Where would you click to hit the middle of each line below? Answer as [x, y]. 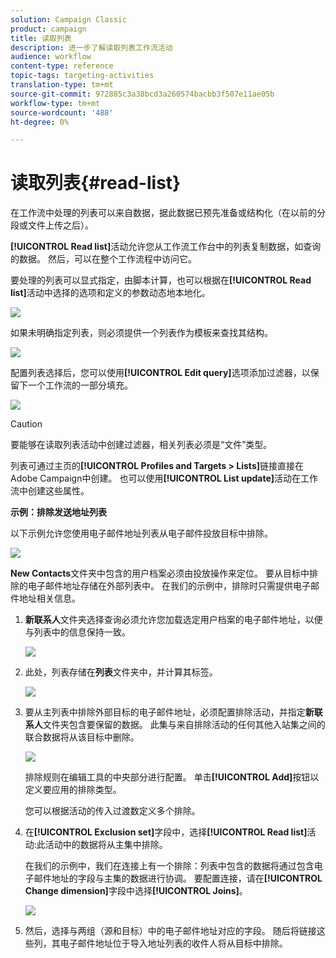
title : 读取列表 [41, 38]
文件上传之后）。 [60, 225]
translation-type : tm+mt [62, 85]
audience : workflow [51, 57]
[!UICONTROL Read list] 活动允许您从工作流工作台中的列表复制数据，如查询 [166, 247]
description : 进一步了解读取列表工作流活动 [91, 47]
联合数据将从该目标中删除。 [82, 737]
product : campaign [48, 29]
